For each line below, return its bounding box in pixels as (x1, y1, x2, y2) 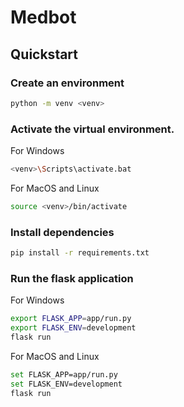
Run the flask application (10, 271, 134, 285)
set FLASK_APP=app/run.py (10, 369, 118, 380)
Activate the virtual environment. (10, 122, 175, 136)
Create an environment (10, 76, 125, 90)
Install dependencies (10, 225, 115, 239)
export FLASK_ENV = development (10, 323, 137, 333)
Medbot (10, 6, 77, 29)
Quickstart (10, 46, 79, 63)
